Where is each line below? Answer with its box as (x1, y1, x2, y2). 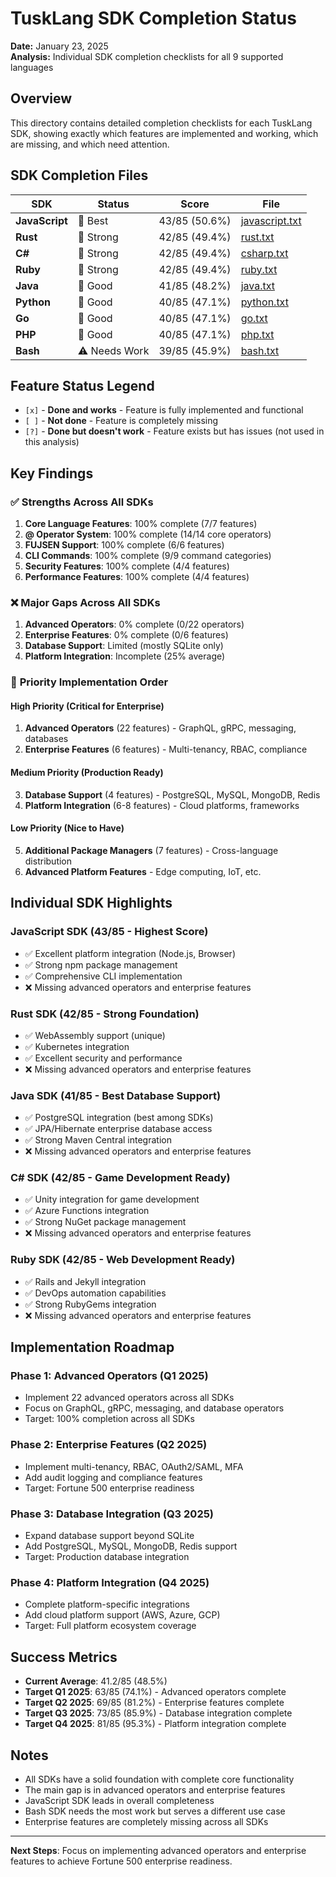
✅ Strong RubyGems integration (24, 1298, 157, 1310)
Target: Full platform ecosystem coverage (24, 1620, 197, 1632)
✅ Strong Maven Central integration (24, 1134, 172, 1146)
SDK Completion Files (10, 167, 149, 184)
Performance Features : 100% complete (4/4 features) (24, 571, 250, 583)
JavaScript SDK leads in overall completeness (24, 1794, 215, 1806)
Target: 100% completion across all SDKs (24, 1413, 195, 1425)
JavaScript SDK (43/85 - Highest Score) (10, 925, 209, 939)
